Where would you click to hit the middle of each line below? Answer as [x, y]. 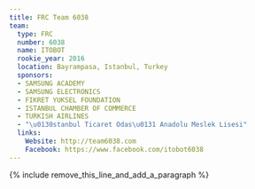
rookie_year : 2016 [51, 59]
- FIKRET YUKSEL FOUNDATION [69, 100]
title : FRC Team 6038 [49, 17]
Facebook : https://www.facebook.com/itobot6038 [114, 149]
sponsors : [35, 75]
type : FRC [35, 34]
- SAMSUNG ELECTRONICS [59, 91]
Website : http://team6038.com [81, 141]
